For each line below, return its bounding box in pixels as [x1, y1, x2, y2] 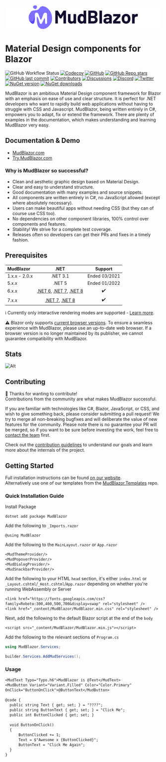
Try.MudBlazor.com [12, 155, 53, 161]
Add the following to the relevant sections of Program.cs [5, 634, 119, 640]
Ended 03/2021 [87, 273, 120, 279]
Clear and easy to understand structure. [12, 184, 94, 190]
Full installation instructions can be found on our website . [5, 475, 122, 481]
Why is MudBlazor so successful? [5, 167, 89, 174]
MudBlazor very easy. [5, 122, 50, 128]
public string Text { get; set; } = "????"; [9, 703, 103, 708]
